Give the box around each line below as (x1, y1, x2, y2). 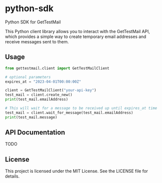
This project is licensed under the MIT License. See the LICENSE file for (5, 168, 148, 174)
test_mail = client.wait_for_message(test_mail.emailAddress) (5, 110, 133, 115)
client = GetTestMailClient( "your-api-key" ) (5, 88, 97, 93)
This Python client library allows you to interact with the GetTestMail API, (5, 28, 150, 34)
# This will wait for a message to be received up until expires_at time (5, 106, 158, 110)
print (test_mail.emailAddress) (5, 97, 68, 102)
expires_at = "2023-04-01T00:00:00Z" (5, 79, 81, 84)
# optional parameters (5, 74, 51, 79)
